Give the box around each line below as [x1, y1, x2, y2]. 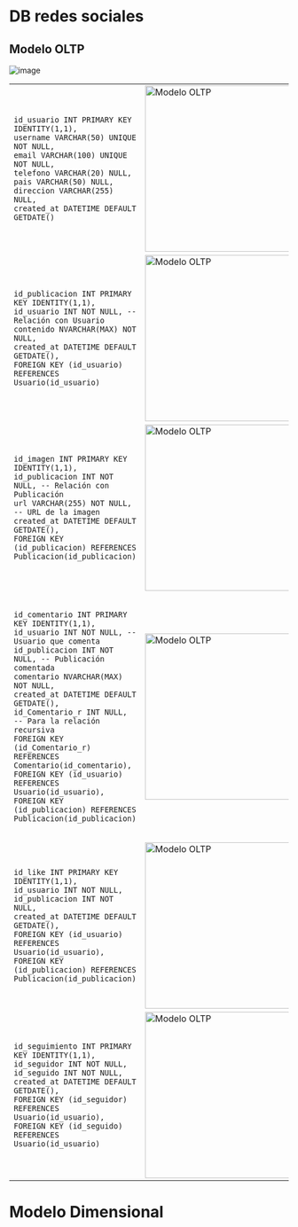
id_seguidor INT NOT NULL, [13, 1059, 128, 1069]
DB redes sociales [9, 6, 145, 27]
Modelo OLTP [9, 42, 85, 57]
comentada [13, 663, 55, 673]
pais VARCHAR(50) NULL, [13, 177, 114, 187]
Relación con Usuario [13, 316, 105, 325]
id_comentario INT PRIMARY [13, 610, 128, 620]
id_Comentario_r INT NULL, [13, 707, 128, 717]
